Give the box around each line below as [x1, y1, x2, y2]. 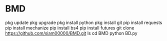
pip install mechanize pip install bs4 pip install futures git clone [5, 24, 134, 30]
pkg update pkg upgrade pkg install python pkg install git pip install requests [5, 19, 162, 25]
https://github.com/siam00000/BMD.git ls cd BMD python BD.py [5, 30, 137, 36]
